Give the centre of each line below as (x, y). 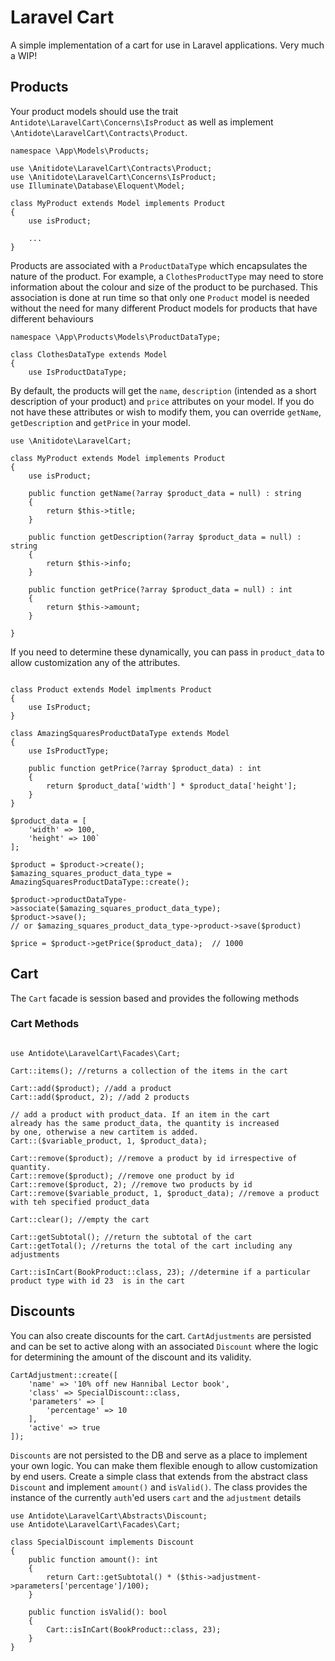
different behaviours (52, 318)
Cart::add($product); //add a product (91, 1088)
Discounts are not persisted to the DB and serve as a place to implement (159, 1455)
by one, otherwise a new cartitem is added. (104, 1132)
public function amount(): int (93, 1559)
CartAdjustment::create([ (64, 1375)
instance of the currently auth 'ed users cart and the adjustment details (156, 1497)
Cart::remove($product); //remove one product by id (122, 1176)
